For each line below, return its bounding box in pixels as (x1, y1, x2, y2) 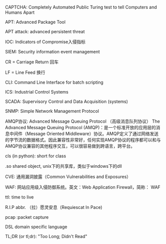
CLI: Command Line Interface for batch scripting (5, 79, 104, 85)
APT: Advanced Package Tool (5, 19, 66, 25)
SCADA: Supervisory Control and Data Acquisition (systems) (5, 98, 128, 104)
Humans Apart (5, 9, 35, 15)
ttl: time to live (5, 194, 34, 200)
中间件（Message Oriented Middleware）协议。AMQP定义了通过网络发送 (9, 131, 159, 137)
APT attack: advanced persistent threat (5, 29, 85, 34)
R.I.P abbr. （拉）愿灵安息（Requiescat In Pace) (5, 204, 103, 210)
